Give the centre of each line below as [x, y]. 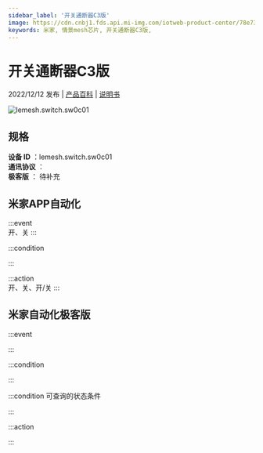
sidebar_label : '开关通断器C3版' [59, 15]
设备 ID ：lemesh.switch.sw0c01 [60, 157]
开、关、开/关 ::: [34, 288]
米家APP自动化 [44, 203]
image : [19, 23]
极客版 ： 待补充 [34, 176]
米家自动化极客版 [49, 315]
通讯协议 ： [26, 167]
